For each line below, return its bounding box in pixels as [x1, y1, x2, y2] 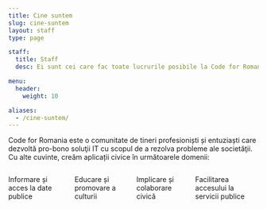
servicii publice [195, 192, 245, 201]
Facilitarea [195, 175, 229, 184]
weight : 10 [22, 92, 59, 100]
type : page [8, 33, 44, 42]
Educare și [74, 175, 110, 184]
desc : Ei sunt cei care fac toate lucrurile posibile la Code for [15, 63, 240, 72]
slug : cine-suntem [8, 19, 69, 27]
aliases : [8, 106, 37, 114]
